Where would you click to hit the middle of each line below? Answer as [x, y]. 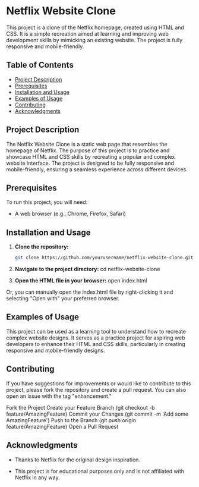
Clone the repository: [42, 247]
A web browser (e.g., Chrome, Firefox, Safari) [70, 214]
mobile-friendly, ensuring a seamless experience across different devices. [97, 169]
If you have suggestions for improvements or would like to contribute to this [99, 383]
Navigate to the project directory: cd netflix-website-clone [87, 269]
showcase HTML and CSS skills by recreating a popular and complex [91, 156]
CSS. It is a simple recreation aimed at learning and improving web [88, 33]
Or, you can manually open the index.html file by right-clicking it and [90, 292]
